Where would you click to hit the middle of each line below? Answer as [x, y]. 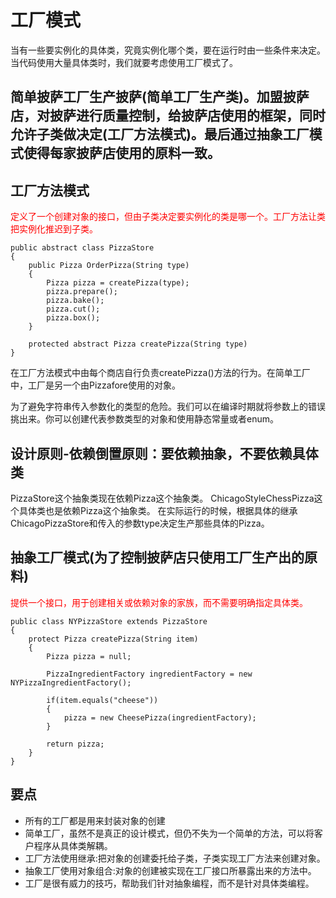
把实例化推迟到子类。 [54, 229]
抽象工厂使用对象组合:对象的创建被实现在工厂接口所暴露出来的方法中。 [170, 870]
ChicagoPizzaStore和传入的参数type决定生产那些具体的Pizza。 [140, 523]
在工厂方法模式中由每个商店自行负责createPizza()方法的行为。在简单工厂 [160, 373]
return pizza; [75, 744]
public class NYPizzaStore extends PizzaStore [109, 621]
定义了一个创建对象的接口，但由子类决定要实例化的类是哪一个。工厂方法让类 [168, 217]
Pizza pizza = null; [89, 656]
